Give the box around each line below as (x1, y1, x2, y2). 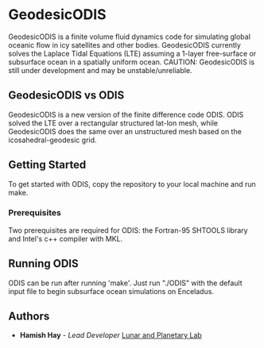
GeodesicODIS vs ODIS (8, 89, 125, 102)
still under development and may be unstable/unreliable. (8, 65, 192, 75)
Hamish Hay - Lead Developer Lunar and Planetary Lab (19, 331, 203, 340)
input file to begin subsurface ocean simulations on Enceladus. (8, 286, 215, 296)
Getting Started (8, 158, 87, 172)
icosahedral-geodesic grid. (8, 135, 97, 145)
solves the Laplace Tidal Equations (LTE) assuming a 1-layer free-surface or (8, 48, 257, 58)
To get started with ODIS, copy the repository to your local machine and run (8, 179, 256, 188)
